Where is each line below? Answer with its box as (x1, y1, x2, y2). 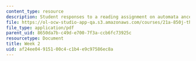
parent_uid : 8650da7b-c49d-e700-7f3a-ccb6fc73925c (6, 30, 132, 36)
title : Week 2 (6, 41, 41, 47)
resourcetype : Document (6, 35, 64, 41)
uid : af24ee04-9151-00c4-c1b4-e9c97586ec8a (6, 46, 114, 52)
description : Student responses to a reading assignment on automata (6, 14, 179, 20)
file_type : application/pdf (6, 24, 75, 31)
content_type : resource (6, 8, 64, 15)
